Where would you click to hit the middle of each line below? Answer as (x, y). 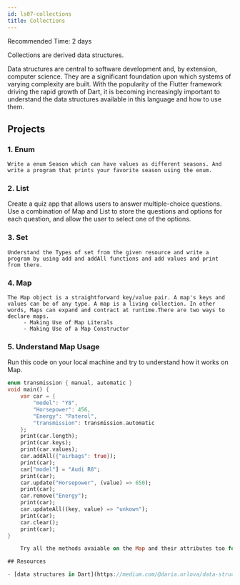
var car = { (38, 396)
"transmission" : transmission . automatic (94, 423)
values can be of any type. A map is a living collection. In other (111, 304)
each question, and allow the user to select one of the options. (99, 219)
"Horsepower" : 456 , (62, 409)
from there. (25, 265)
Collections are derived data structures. (66, 55)
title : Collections (36, 21)
